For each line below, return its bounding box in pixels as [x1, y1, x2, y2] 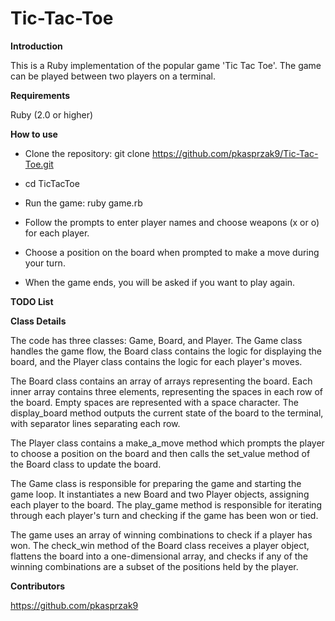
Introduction [10, 40, 63, 52]
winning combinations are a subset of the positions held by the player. [10, 560, 299, 572]
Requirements [10, 89, 71, 101]
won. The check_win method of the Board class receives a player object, [10, 539, 310, 551]
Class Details [10, 315, 67, 327]
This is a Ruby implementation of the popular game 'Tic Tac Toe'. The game [10, 59, 322, 71]
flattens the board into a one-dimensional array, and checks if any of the [10, 550, 308, 562]
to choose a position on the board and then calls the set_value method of [10, 447, 311, 459]
